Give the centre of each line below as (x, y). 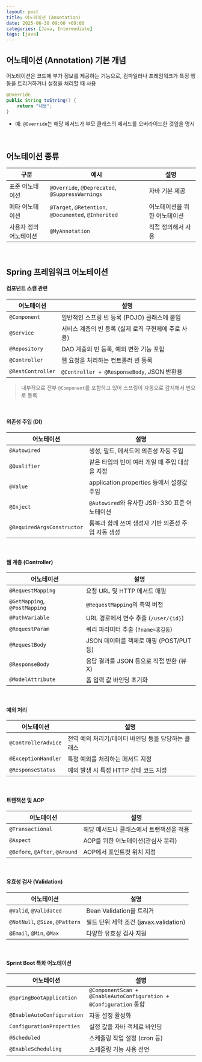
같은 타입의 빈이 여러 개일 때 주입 (133, 462)
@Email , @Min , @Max (34, 933)
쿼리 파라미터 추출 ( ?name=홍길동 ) (129, 629)
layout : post (23, 12)
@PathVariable (29, 618)
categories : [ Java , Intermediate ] (50, 29)
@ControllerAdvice (35, 743)
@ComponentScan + (114, 990)
